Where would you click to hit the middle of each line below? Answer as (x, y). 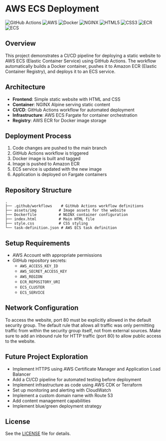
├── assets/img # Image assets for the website (66, 211)
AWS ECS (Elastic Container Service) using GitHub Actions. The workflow (81, 61)
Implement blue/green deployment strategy (57, 406)
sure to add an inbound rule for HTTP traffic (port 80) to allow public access (83, 336)
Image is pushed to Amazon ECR (46, 164)
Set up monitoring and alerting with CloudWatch (62, 390)
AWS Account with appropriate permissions (57, 255)
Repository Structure (39, 190)
